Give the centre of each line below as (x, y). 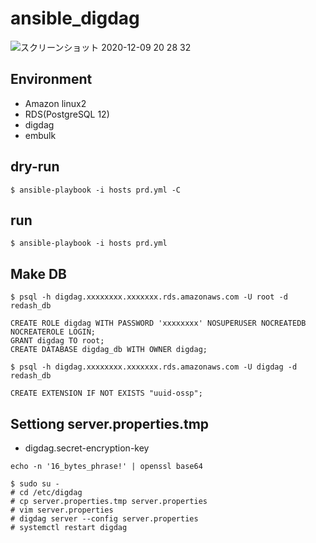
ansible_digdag (75, 18)
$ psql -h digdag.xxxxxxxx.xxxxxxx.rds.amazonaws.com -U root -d (149, 297)
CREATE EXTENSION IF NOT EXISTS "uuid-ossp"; (106, 393)
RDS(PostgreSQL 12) (67, 114)
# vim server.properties (62, 510)
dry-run (35, 167)
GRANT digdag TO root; (57, 341)
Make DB (39, 273)
